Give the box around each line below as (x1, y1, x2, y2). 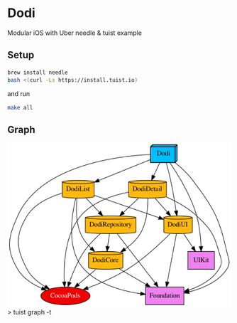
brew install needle (7, 69, 69, 76)
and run (7, 89, 31, 97)
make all (7, 104, 33, 111)
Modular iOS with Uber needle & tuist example (7, 28, 142, 37)
